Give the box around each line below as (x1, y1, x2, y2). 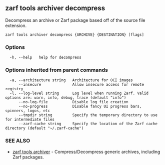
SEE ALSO (5, 137, 30, 144)
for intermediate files (5, 117, 55, 122)
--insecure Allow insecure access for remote (18, 82, 144, 87)
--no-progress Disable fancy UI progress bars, (18, 104, 142, 109)
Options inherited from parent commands (5, 67, 108, 74)
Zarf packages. (12, 154, 44, 160)
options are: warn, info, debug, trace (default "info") (5, 95, 126, 100)
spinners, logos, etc (5, 108, 50, 114)
